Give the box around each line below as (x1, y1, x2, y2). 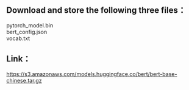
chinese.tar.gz (6, 77, 42, 84)
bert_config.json (6, 28, 48, 35)
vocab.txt (6, 35, 30, 42)
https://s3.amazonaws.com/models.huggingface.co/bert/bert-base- (6, 70, 177, 77)
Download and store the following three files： (6, 5, 186, 16)
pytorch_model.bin (6, 21, 54, 29)
